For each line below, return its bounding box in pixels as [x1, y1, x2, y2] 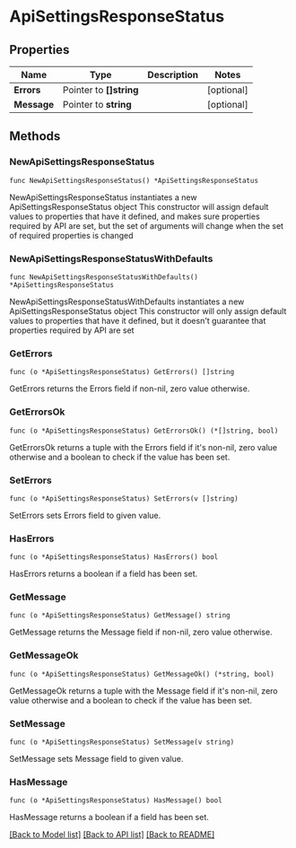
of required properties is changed [9, 230, 134, 240]
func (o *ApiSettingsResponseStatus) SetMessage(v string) [9, 738, 235, 747]
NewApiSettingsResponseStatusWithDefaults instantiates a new [9, 296, 245, 307]
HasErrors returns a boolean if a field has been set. [9, 568, 198, 580]
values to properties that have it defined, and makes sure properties [9, 211, 260, 222]
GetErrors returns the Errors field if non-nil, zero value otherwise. [9, 383, 250, 394]
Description [147, 69, 199, 81]
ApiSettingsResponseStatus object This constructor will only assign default [9, 305, 287, 316]
